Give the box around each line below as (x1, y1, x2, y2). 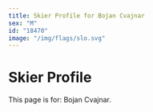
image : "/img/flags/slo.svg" (8, 34, 106, 42)
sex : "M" (8, 19, 38, 27)
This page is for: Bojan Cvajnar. (8, 95, 112, 105)
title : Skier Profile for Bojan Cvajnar (8, 11, 146, 20)
